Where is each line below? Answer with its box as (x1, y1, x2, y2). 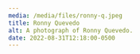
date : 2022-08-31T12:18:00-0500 (8, 33, 115, 42)
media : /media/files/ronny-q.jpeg (8, 11, 123, 20)
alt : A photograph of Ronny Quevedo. (8, 26, 134, 34)
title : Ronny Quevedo (8, 19, 80, 27)
